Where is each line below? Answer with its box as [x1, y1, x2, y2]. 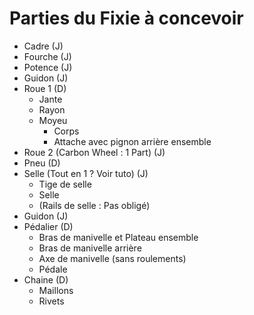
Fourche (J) [23, 50, 72, 62]
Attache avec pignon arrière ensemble [53, 135, 212, 147]
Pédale [38, 263, 68, 275]
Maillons [38, 284, 74, 296]
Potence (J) [23, 61, 73, 73]
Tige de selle [38, 178, 92, 190]
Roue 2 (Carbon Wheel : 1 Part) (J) [23, 146, 166, 158]
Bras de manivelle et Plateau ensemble [38, 231, 199, 243]
